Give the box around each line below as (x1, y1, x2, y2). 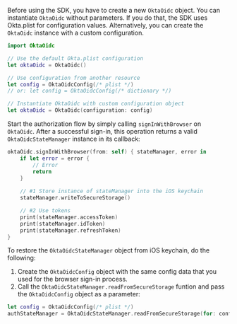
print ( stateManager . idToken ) (20, 220, 106, 227)
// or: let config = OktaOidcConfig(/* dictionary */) (7, 88, 172, 95)
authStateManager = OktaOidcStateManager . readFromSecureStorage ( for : (7, 311, 217, 318)
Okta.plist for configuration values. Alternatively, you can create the (7, 21, 204, 29)
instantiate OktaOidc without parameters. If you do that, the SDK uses (7, 13, 208, 22)
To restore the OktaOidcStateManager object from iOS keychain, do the (7, 246, 210, 255)
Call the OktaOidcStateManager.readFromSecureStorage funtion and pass (17, 282, 225, 291)
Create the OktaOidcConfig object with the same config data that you (17, 267, 217, 276)
